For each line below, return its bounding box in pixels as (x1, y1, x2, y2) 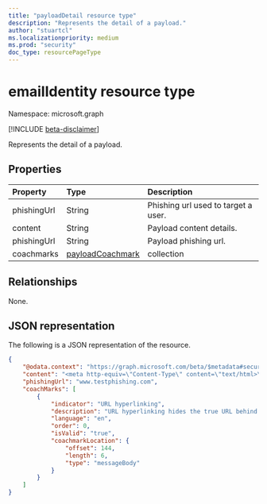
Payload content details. (147, 222, 238, 233)
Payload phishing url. (147, 235, 226, 246)
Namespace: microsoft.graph (8, 109, 104, 118)
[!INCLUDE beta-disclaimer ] (8, 124, 99, 133)
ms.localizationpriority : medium (8, 33, 119, 42)
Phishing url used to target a (147, 199, 253, 210)
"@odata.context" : (22, 363, 83, 371)
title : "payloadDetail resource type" (8, 11, 137, 20)
